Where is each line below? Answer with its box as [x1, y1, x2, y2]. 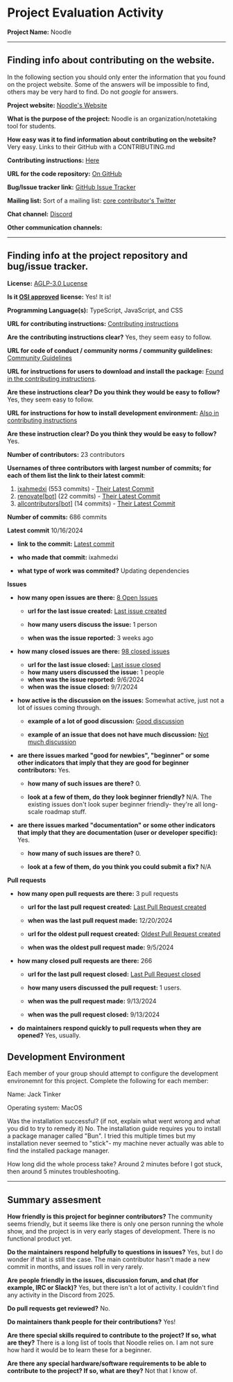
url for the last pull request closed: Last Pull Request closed [27, 969, 201, 978]
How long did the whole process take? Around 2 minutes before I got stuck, [7, 1160, 223, 1168]
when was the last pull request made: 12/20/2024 [27, 916, 173, 924]
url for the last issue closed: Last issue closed [27, 660, 162, 668]
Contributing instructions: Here [7, 156, 100, 164]
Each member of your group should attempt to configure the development [7, 1069, 218, 1078]
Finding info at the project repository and [7, 250, 188, 261]
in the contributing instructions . [7, 374, 97, 383]
